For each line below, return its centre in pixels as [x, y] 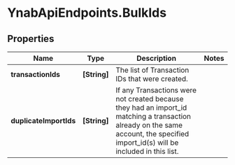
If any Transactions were [156, 90]
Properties [31, 39]
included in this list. [147, 151]
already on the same [149, 125]
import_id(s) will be [147, 143]
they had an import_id [151, 108]
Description [156, 58]
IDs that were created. [152, 79]
